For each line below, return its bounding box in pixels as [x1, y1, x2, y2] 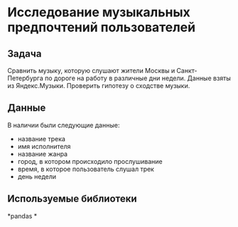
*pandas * [7, 211, 38, 220]
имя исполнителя [17, 142, 71, 150]
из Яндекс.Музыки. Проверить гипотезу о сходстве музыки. [7, 82, 190, 89]
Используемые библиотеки [7, 193, 137, 205]
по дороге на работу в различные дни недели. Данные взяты [45, 74, 231, 82]
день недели [17, 172, 57, 181]
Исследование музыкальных [7, 4, 190, 21]
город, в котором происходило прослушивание [17, 157, 163, 165]
